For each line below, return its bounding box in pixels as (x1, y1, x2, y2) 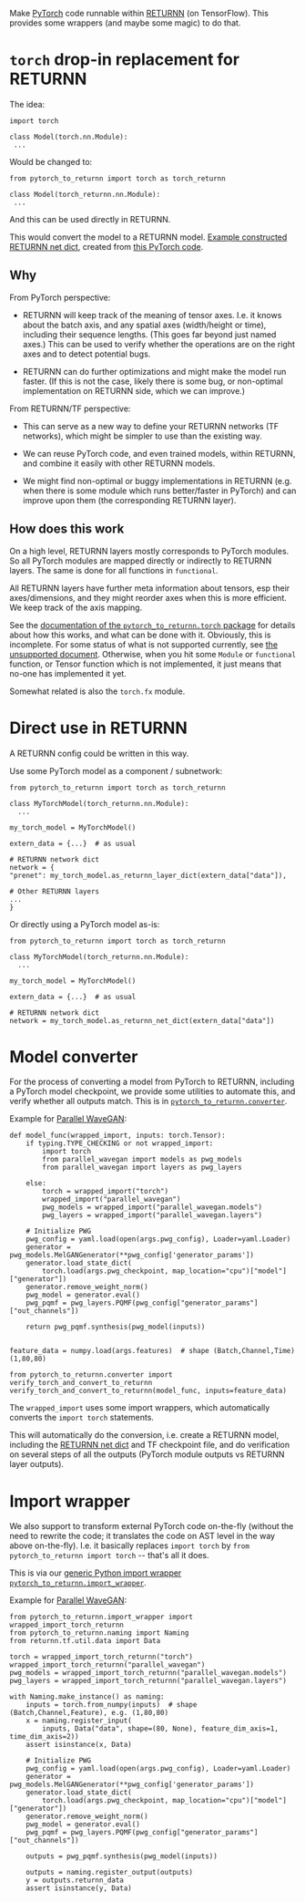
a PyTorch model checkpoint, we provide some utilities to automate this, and (9, 1086, 296, 1097)
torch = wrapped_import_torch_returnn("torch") (9, 1652, 194, 1662)
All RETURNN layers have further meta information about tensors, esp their (9, 583, 290, 594)
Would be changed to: (9, 156, 93, 167)
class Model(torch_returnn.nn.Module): (9, 190, 161, 199)
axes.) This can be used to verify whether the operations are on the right (22, 338, 296, 349)
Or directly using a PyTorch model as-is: (9, 918, 160, 929)
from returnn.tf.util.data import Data (9, 1637, 161, 1646)
